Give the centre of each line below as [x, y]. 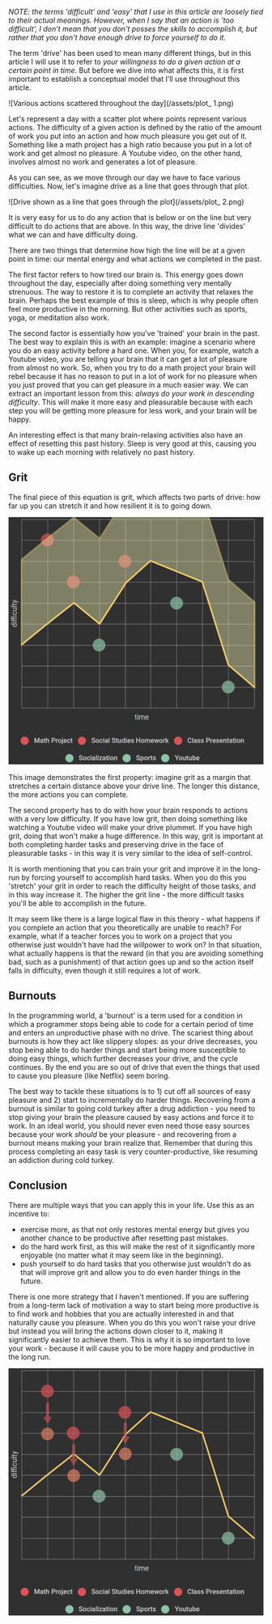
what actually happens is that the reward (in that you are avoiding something [136, 953]
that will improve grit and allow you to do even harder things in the [130, 1272]
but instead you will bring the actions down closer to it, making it [116, 1331]
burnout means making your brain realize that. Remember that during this [131, 1143]
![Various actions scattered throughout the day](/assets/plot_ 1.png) [121, 103]
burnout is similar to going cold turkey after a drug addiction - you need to [132, 1109]
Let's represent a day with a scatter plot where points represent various [127, 119]
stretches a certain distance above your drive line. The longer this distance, [134, 786]
